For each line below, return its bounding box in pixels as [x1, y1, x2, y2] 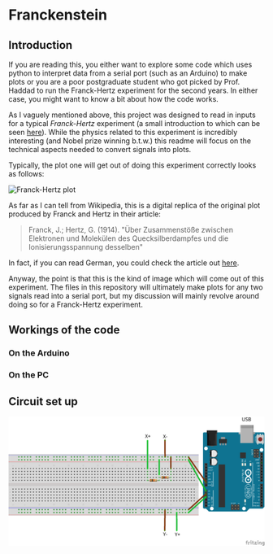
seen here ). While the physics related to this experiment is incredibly [8, 128, 238, 137]
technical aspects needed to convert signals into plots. [8, 145, 192, 154]
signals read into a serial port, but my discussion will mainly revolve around [8, 291, 260, 300]
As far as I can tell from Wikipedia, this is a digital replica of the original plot [8, 201, 261, 210]
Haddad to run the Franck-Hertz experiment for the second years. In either [8, 85, 258, 95]
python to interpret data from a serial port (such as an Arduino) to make [8, 68, 248, 78]
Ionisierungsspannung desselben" [28, 242, 144, 251]
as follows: [8, 169, 45, 178]
